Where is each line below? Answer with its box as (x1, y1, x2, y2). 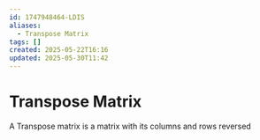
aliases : (9, 21, 42, 30)
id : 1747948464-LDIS (9, 12, 86, 22)
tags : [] (9, 37, 42, 47)
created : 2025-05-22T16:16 (9, 46, 109, 55)
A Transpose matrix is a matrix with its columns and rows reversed (9, 121, 252, 131)
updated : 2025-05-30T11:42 (9, 54, 109, 63)
